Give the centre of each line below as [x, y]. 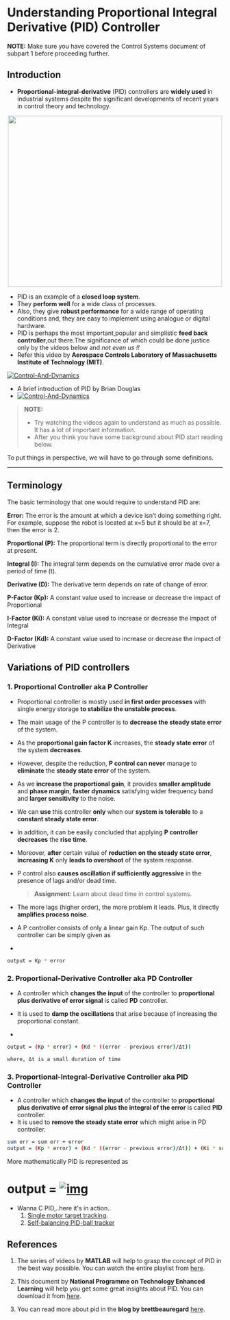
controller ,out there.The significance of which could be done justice [113, 340]
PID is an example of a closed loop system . [78, 297]
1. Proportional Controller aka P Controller [78, 686]
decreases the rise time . [52, 840]
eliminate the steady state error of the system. [84, 771]
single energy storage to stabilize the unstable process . [97, 709]
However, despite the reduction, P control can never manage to [107, 763]
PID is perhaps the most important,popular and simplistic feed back [112, 333]
